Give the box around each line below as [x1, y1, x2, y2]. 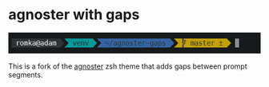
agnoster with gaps [8, 6, 140, 24]
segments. [8, 70, 43, 80]
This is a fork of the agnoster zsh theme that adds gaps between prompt [8, 61, 247, 71]
